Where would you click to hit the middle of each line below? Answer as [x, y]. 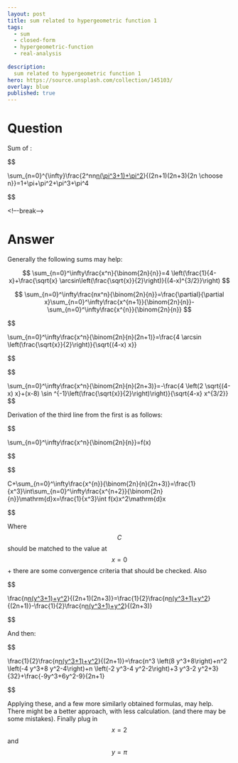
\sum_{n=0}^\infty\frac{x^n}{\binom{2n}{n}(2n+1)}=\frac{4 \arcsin [104, 337]
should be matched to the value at [58, 549]
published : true [31, 93]
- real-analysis [38, 54]
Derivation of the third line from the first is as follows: [85, 415]
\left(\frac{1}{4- [194, 273]
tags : [15, 27]
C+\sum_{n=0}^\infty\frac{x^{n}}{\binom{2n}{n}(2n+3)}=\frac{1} [102, 484]
